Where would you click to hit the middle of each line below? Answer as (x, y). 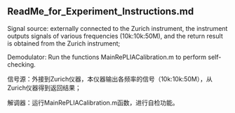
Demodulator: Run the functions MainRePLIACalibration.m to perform (107, 57)
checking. (22, 64)
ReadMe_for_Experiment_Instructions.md (101, 12)
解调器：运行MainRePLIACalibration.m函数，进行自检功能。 (93, 102)
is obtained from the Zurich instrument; (64, 43)
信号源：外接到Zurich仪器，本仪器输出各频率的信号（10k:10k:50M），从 (110, 79)
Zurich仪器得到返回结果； (45, 88)
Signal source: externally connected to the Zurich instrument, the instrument (117, 28)
